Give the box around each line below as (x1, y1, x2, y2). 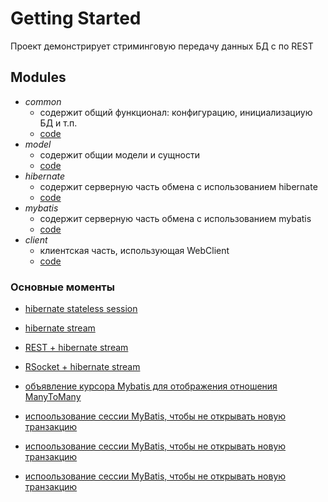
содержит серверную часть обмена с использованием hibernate (39, 180, 318, 192)
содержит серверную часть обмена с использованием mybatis (39, 212, 312, 224)
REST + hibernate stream (24, 342, 129, 354)
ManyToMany (24, 391, 82, 403)
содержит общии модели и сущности (39, 148, 200, 161)
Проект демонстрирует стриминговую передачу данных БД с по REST (10, 40, 314, 52)
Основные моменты (10, 280, 115, 294)
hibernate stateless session (24, 303, 138, 315)
